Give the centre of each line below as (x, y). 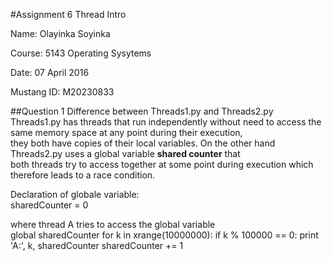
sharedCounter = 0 (49, 205)
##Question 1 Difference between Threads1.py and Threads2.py (142, 111)
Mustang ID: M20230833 (62, 92)
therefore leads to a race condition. (83, 175)
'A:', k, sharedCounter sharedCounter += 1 (97, 245)
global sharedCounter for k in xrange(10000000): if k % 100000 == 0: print (164, 235)
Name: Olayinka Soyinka (60, 33)
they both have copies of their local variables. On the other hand (143, 143)
